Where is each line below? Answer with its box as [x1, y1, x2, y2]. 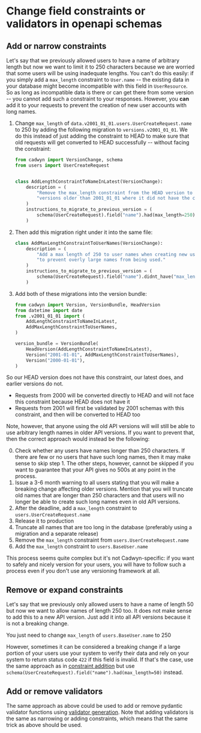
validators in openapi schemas [6, 17, 163, 31]
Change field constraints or [6, 4, 146, 18]
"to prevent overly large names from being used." [37, 257, 166, 263]
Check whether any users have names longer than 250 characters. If [14, 447, 185, 455]
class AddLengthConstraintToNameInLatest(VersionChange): [14, 179, 163, 185]
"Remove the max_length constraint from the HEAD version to [37, 189, 193, 196]
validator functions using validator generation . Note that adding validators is [6, 708, 194, 716]
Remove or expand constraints [6, 584, 124, 595]
